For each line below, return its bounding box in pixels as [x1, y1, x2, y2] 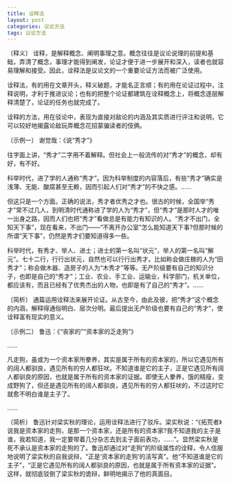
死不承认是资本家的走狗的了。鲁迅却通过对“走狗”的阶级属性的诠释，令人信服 [7, 444, 223, 452]
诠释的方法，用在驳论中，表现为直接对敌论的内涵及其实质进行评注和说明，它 [7, 113, 224, 121]
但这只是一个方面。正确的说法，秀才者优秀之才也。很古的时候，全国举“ [7, 197, 209, 205]
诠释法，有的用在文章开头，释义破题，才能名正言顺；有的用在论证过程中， [7, 81, 218, 90]
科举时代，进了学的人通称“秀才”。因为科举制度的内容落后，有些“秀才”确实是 [7, 174, 223, 183]
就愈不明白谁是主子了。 [7, 390, 74, 399]
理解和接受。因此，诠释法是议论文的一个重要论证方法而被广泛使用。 [12, 66, 206, 74]
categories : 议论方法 [7, 23, 65, 30]
